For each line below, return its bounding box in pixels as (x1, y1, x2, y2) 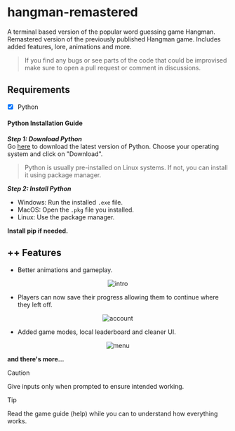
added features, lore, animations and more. (7, 42, 132, 51)
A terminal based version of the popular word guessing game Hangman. (7, 27, 216, 36)
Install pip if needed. (7, 226, 69, 236)
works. (7, 416, 27, 425)
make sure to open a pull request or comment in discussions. (24, 63, 201, 72)
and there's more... (7, 354, 65, 363)
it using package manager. (24, 171, 102, 179)
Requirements (7, 84, 70, 96)
